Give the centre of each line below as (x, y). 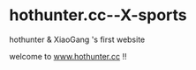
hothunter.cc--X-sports (98, 15)
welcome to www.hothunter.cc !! (68, 56)
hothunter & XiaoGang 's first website (77, 39)
